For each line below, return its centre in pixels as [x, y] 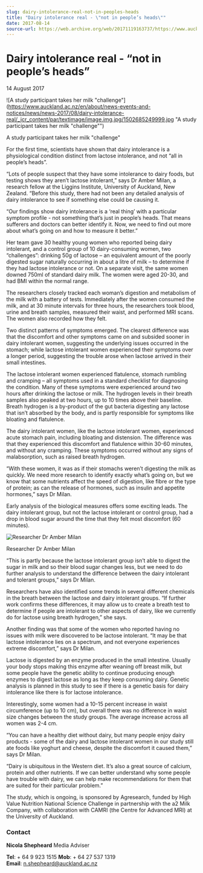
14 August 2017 [25, 88]
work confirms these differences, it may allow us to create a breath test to [98, 605]
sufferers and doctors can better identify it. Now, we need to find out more [99, 224]
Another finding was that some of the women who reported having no [93, 629]
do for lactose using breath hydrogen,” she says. [67, 617]
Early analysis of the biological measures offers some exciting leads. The [97, 506]
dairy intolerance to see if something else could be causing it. [83, 200]
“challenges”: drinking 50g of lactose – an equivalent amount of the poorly [99, 256]
